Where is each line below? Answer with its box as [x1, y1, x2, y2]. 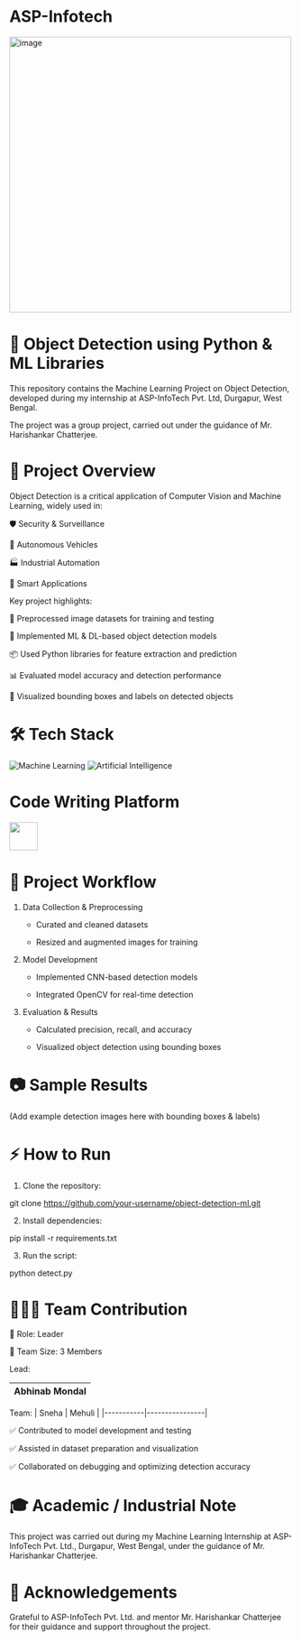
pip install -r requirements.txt [9, 1232, 117, 1243]
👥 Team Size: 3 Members [9, 1346, 103, 1357]
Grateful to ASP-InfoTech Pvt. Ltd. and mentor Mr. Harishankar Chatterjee [9, 1612, 282, 1623]
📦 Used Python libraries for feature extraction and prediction [9, 648, 237, 659]
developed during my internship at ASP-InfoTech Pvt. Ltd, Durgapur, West [9, 392, 282, 403]
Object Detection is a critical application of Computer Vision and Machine [9, 490, 282, 502]
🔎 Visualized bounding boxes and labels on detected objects [9, 690, 234, 701]
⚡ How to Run [9, 1144, 112, 1165]
